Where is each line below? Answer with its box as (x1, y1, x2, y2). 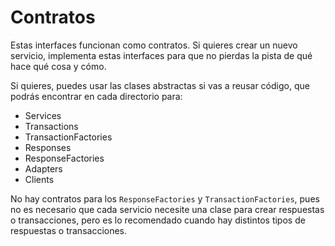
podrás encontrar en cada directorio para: (10, 90, 183, 102)
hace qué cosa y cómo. (10, 60, 107, 72)
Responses (24, 141, 72, 153)
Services (24, 109, 62, 121)
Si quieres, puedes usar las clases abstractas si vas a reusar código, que (10, 79, 310, 91)
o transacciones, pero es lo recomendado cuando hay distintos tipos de (10, 214, 306, 226)
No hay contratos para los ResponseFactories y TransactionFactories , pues (10, 192, 320, 205)
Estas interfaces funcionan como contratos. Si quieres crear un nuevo (10, 39, 298, 51)
